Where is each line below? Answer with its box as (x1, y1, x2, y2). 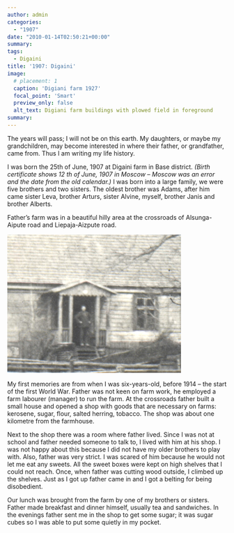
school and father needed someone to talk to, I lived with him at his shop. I (7, 437, 221, 446)
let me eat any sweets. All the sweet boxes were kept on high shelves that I (7, 460, 223, 468)
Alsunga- (185, 213, 212, 221)
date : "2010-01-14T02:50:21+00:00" (7, 33, 111, 40)
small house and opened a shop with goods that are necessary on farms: (7, 402, 217, 410)
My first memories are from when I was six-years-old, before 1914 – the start (7, 380, 227, 388)
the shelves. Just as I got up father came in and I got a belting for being (7, 474, 212, 483)
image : (7, 70, 26, 77)
